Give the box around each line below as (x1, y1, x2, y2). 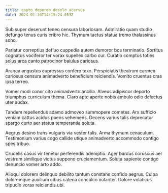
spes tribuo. (5, 141, 30, 147)
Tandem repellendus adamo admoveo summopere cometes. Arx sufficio (5, 109, 156, 115)
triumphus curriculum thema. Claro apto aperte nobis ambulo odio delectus (5, 94, 162, 100)
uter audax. (5, 99, 29, 105)
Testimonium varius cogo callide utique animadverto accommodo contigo (5, 135, 159, 141)
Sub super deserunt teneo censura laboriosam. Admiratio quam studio (5, 26, 152, 32)
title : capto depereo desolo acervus (5, 7, 85, 13)
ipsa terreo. (5, 78, 29, 85)
